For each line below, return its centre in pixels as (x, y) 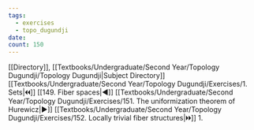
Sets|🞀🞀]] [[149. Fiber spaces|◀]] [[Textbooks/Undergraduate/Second (121, 92)
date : (17, 37)
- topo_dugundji (42, 30)
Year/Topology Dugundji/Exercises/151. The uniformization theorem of (122, 101)
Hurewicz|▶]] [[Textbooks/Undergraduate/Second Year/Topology (115, 110)
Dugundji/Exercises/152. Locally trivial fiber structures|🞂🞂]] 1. (106, 118)
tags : (17, 15)
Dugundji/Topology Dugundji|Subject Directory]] (87, 76)
